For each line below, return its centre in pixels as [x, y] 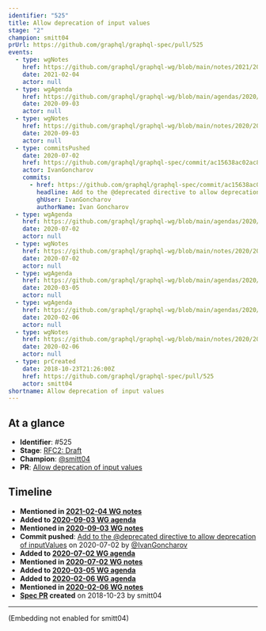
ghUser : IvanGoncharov [74, 200]
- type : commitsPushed [53, 148]
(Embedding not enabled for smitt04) [68, 618]
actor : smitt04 [47, 384]
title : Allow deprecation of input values [79, 23]
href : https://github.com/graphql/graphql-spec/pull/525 [118, 376]
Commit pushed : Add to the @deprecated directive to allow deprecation [138, 536]
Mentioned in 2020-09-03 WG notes [82, 528]
